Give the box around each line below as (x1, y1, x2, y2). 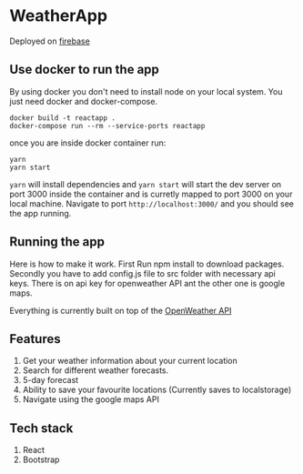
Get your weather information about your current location (22, 356, 238, 367)
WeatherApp (9, 5, 107, 26)
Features (9, 331, 61, 347)
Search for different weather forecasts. (22, 365, 169, 376)
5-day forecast (22, 375, 79, 386)
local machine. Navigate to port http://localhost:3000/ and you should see (9, 197, 294, 209)
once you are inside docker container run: (9, 137, 167, 148)
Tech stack (9, 420, 74, 436)
